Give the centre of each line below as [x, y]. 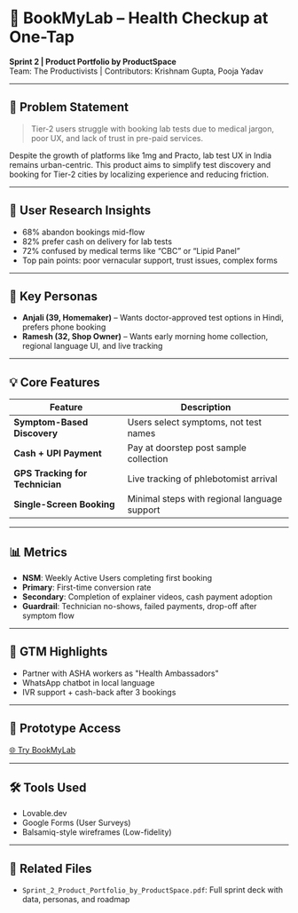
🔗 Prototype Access [65, 729]
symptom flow [48, 615]
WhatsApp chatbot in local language [88, 682]
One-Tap [42, 37]
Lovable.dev [44, 814]
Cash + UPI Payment [58, 454]
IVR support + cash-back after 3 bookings [99, 692]
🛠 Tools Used [48, 788]
